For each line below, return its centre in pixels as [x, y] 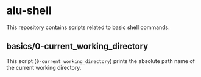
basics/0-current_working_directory [77, 46]
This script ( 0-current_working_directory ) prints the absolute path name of [101, 61]
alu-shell [29, 11]
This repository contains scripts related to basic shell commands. [88, 27]
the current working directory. [44, 67]
